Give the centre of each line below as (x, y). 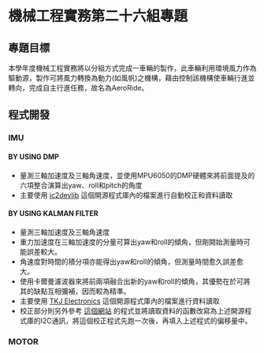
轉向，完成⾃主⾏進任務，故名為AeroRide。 (78, 88)
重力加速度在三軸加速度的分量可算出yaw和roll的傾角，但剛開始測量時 (132, 242)
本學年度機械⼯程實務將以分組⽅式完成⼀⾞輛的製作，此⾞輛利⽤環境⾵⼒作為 (132, 68)
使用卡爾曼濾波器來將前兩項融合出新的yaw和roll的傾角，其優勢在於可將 (135, 281)
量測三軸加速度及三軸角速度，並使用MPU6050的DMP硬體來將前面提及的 (137, 175)
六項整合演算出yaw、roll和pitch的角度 (81, 185)
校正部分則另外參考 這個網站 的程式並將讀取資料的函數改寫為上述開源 (132, 310)
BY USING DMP (33, 156)
